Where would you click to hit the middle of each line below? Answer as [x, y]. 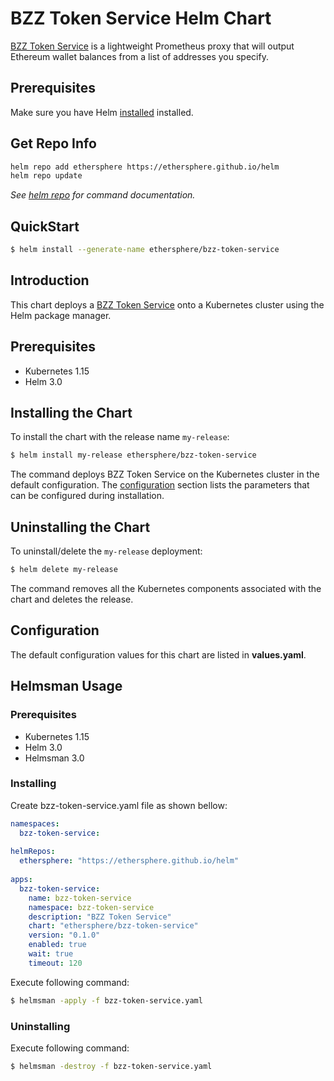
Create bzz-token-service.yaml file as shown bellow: [119, 805]
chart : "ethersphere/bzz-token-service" [113, 926]
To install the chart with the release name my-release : [120, 437]
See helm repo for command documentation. [103, 195]
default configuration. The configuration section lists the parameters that [160, 485]
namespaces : [35, 823]
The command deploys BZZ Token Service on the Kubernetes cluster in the [165, 474]
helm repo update [46, 176]
